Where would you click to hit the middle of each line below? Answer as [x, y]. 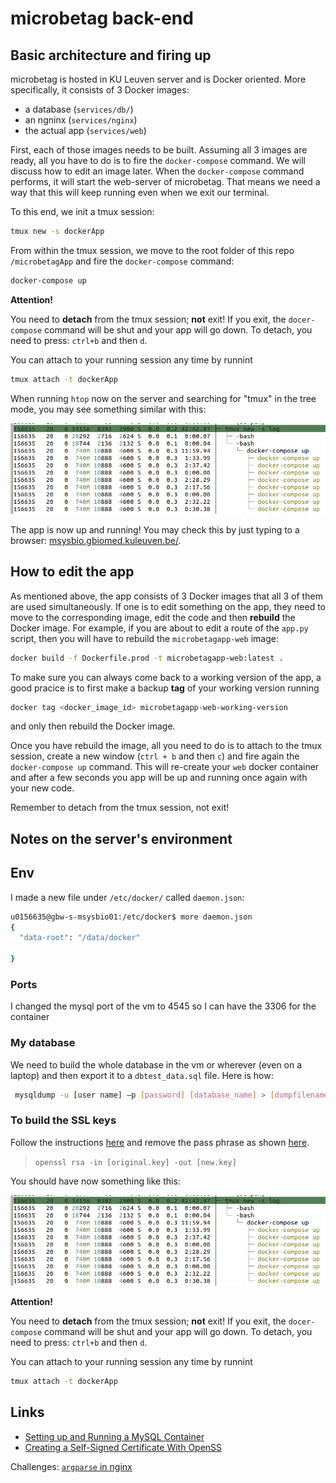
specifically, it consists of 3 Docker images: [100, 90]
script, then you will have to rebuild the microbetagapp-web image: [144, 638]
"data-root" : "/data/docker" [80, 938]
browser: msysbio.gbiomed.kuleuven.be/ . [96, 540]
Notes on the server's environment [121, 838]
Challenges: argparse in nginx [71, 1466]
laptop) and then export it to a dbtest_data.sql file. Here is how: [142, 1075]
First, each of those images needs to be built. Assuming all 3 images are [159, 150]
